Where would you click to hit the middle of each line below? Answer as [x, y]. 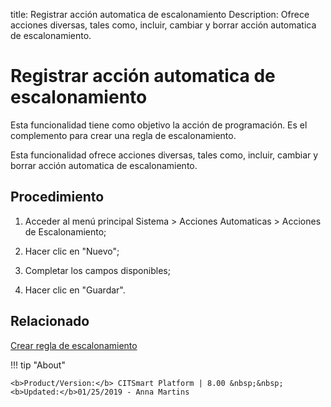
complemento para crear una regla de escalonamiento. [123, 135]
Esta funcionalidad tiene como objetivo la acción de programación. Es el [159, 125]
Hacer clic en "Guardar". [75, 290]
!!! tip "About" [38, 365]
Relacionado [50, 321]
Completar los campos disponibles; [97, 270]
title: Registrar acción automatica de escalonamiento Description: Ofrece [160, 14]
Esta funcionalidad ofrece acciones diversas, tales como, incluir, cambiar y [164, 155]
